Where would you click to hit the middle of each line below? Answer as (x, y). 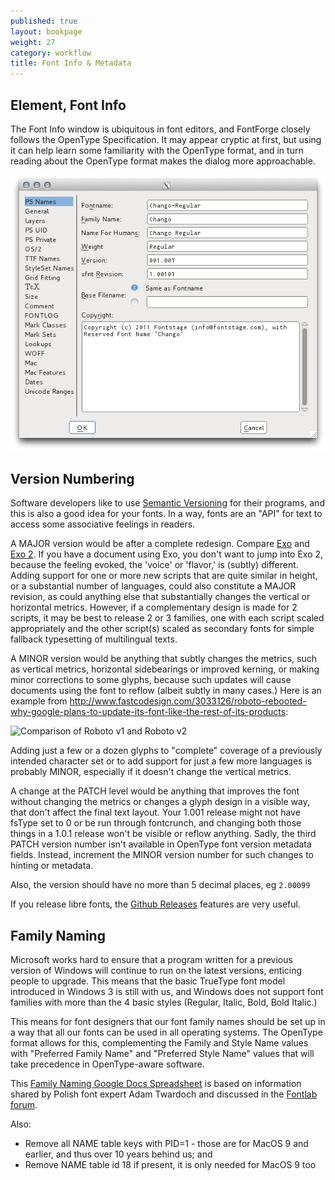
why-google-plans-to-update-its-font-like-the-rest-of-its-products (148, 712)
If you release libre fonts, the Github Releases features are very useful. (155, 904)
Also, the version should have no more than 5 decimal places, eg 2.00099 (160, 885)
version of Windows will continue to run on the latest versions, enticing (156, 971)
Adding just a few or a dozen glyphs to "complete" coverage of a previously (166, 751)
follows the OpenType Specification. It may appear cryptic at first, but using (166, 139)
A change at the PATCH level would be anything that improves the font (155, 791)
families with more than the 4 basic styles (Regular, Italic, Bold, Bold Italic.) (164, 1002)
